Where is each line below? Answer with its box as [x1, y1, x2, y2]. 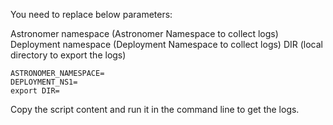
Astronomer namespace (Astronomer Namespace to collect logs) [10, 28, 279, 39]
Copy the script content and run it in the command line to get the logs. [10, 104, 300, 115]
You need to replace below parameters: [10, 9, 173, 20]
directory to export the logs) [10, 49, 127, 61]
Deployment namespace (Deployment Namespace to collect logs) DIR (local [10, 39, 324, 50]
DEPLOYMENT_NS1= [10, 77, 78, 87]
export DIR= [10, 86, 60, 96]
